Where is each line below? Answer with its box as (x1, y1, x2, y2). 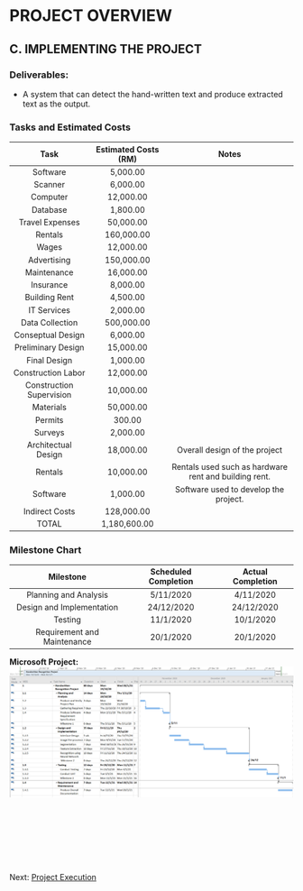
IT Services (28, 304, 70, 316)
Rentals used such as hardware (170, 462, 289, 473)
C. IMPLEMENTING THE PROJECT (9, 41, 203, 57)
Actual (242, 566, 268, 577)
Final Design (26, 354, 73, 365)
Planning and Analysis (26, 589, 108, 600)
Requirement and (35, 627, 99, 638)
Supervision (26, 390, 72, 400)
